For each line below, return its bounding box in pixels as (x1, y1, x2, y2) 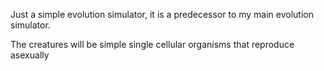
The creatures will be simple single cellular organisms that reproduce (10, 39, 295, 50)
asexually (10, 49, 50, 61)
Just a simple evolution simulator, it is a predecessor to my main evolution (10, 9, 315, 20)
